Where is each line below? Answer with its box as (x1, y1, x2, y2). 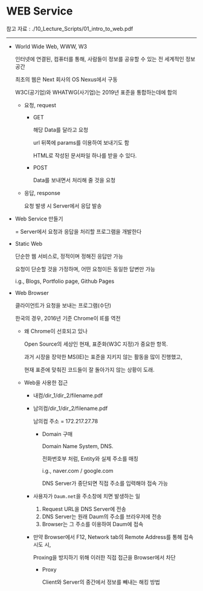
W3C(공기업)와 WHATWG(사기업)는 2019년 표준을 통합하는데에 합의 (14, 88, 177, 96)
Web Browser (14, 289, 50, 296)
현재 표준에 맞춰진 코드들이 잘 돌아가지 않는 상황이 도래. (24, 366, 155, 373)
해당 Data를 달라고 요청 (33, 126, 89, 133)
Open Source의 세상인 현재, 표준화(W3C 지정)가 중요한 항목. (24, 340, 168, 348)
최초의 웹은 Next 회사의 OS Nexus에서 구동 (14, 76, 118, 83)
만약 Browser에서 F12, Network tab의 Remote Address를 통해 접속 (33, 533, 194, 540)
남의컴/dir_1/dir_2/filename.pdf (33, 404, 108, 412)
